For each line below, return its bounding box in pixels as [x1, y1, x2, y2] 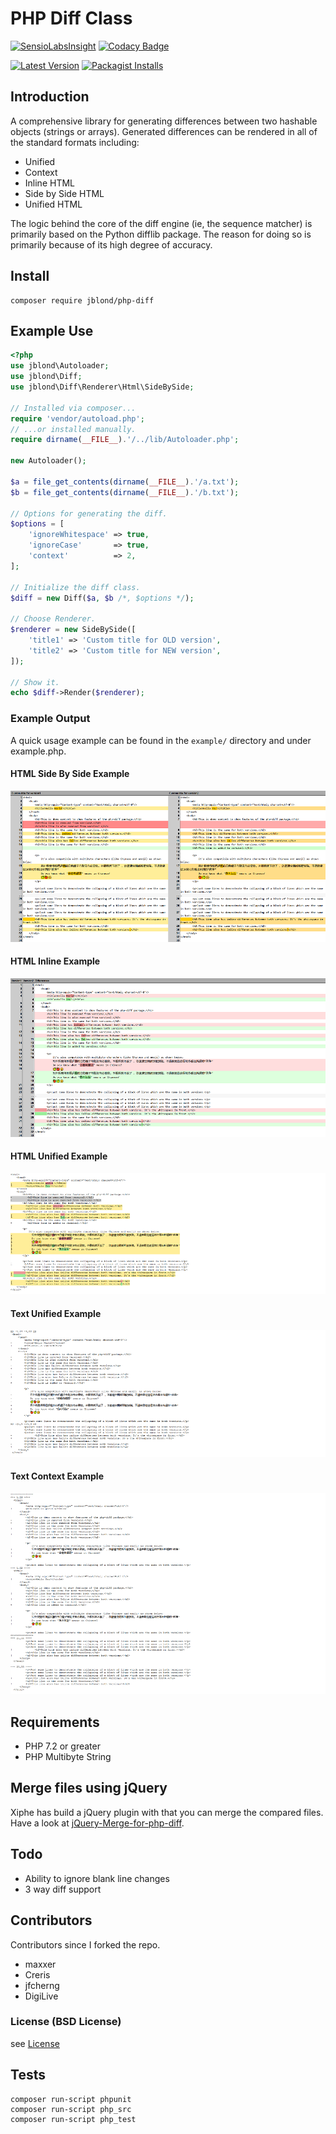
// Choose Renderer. [10, 614, 97, 624]
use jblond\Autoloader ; [10, 361, 110, 371]
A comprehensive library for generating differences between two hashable [10, 115, 318, 127]
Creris [24, 1968, 51, 1981]
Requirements [10, 1713, 100, 1731]
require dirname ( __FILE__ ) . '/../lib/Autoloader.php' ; [10, 435, 240, 445]
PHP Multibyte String [24, 1751, 112, 1763]
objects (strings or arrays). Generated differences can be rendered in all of [10, 125, 318, 137]
